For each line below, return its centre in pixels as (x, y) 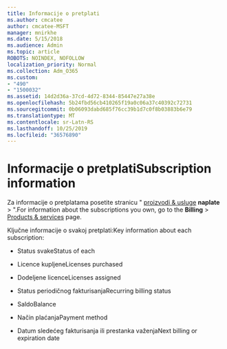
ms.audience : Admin (35, 45)
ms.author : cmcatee (35, 20)
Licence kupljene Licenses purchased (70, 264)
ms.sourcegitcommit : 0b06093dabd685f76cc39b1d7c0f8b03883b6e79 (100, 109)
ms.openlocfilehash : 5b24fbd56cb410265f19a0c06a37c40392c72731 (100, 103)
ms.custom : (23, 77)
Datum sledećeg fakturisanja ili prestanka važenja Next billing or (107, 331)
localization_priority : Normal (52, 65)
